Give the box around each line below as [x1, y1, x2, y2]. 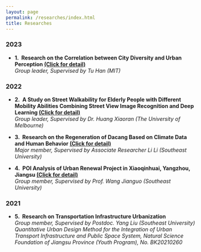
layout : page [5, 9, 39, 15]
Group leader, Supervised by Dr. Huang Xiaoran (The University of [14, 115, 181, 122]
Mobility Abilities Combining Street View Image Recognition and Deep [14, 102, 194, 109]
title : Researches [5, 20, 52, 26]
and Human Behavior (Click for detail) [14, 140, 111, 147]
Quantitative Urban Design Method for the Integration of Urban [14, 226, 173, 233]
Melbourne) [14, 121, 44, 129]
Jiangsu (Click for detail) [14, 171, 78, 178]
